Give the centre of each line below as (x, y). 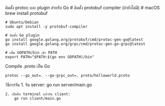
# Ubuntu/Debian (22, 22)
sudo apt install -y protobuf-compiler (46, 27)
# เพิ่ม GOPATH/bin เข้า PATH (31, 53)
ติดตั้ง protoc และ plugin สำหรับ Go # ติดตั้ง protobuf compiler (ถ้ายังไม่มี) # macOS (82, 8)
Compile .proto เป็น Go (28, 66)
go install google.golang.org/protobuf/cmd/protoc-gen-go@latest (74, 40)
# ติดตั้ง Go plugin (22, 35)
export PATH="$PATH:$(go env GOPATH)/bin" (50, 57)
